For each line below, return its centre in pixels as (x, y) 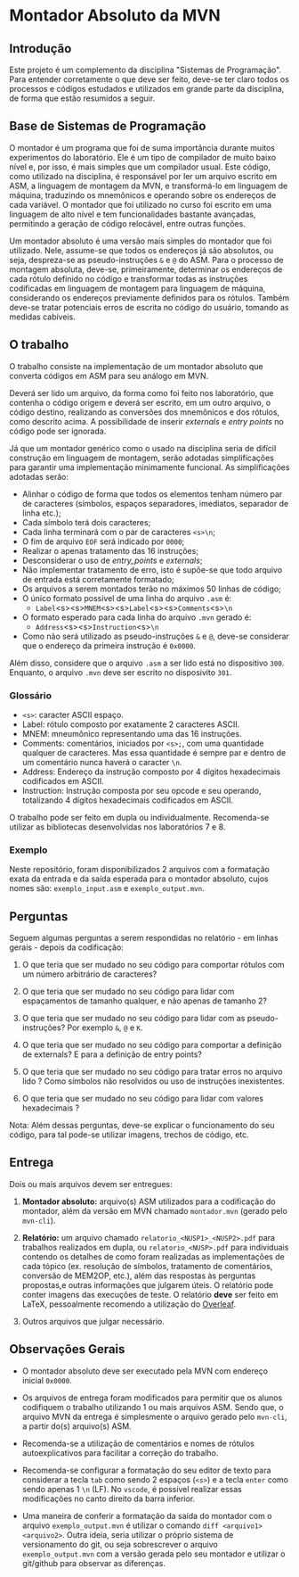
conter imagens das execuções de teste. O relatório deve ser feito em (150, 1294)
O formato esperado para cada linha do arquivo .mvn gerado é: (137, 617)
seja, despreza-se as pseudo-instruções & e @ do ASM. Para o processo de (146, 260)
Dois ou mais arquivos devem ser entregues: (91, 1184)
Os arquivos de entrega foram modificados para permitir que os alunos (152, 1398)
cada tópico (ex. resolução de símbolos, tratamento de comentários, (147, 1266)
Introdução (40, 49)
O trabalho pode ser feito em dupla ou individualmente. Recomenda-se (139, 817)
